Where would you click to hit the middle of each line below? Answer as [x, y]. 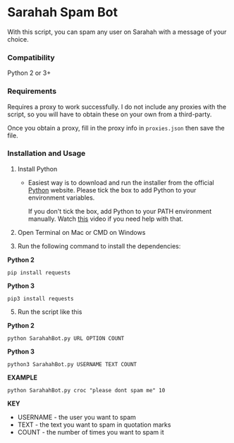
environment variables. [61, 198]
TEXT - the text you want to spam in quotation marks [94, 425]
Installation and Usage [47, 154]
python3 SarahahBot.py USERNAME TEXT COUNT [72, 364]
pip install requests [39, 272]
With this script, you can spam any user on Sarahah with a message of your [117, 32]
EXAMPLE [22, 377]
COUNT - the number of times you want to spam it [91, 432]
